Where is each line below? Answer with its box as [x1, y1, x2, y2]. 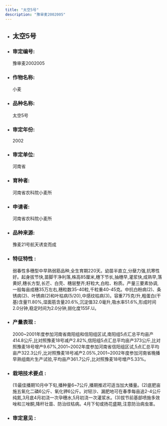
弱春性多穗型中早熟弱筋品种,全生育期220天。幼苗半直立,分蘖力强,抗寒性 [12, 267, 160, 273]
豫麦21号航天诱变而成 [12, 241, 57, 247]
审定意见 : [12, 414, 36, 421]
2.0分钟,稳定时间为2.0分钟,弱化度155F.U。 [12, 305, 99, 311]
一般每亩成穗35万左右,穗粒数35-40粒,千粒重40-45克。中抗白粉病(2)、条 [12, 286, 162, 292]
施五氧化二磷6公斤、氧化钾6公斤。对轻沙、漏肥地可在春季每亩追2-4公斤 [12, 388, 161, 394]
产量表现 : [12, 318, 36, 325]
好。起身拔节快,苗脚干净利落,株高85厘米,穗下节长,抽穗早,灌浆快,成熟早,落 [12, 273, 162, 280]
